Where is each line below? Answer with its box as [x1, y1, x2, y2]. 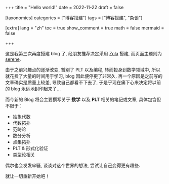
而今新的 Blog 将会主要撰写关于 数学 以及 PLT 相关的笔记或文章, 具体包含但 [5, 96, 161, 102]
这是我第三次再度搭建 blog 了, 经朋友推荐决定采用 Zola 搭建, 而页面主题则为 [5, 51, 162, 56]
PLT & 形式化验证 [12, 145, 49, 151]
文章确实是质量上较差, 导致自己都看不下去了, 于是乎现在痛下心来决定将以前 [5, 80, 161, 85]
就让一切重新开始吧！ [5, 173, 50, 179]
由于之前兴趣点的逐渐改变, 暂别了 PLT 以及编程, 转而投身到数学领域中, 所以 [5, 67, 161, 72]
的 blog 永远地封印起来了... [5, 86, 61, 92]
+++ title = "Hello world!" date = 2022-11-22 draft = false [5, 5, 124, 10]
